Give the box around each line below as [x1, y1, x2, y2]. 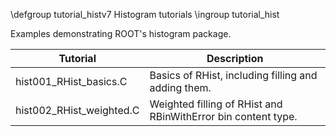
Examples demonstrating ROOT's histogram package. [10, 28, 232, 39]
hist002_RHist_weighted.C [15, 104, 140, 117]
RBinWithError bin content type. [149, 110, 298, 123]
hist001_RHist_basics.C [15, 75, 128, 88]
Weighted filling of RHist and [149, 97, 283, 111]
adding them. [149, 81, 212, 94]
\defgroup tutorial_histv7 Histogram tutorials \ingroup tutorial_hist [10, 9, 280, 20]
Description [206, 52, 264, 65]
